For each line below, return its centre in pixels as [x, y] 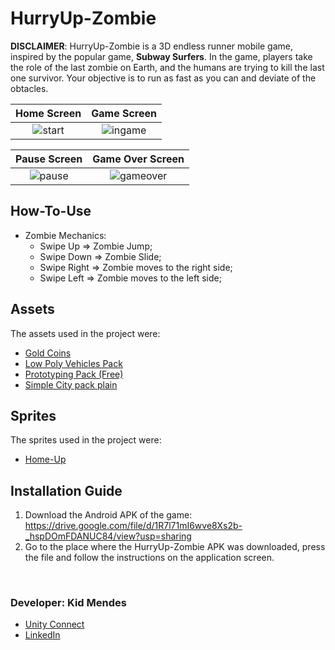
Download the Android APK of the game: [108, 515]
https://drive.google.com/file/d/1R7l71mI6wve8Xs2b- [133, 526]
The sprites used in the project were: [86, 440]
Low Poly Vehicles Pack [73, 363]
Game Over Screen [138, 159]
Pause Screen [49, 159]
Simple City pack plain [71, 384]
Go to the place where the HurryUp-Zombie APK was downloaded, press [175, 547]
